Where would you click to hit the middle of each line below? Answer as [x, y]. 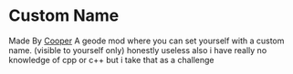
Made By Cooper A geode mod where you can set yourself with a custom [146, 41]
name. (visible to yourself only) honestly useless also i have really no [138, 50]
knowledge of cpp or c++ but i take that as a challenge [112, 60]
